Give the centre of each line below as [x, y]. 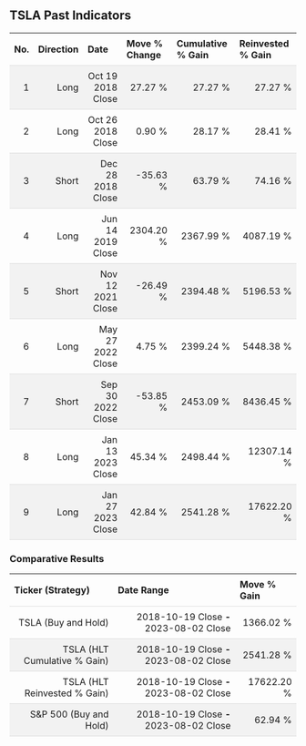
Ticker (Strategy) [52, 590]
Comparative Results [57, 558]
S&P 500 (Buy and [70, 714]
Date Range [143, 590]
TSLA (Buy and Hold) [63, 623]
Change [144, 55]
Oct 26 [103, 119]
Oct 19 [103, 76]
